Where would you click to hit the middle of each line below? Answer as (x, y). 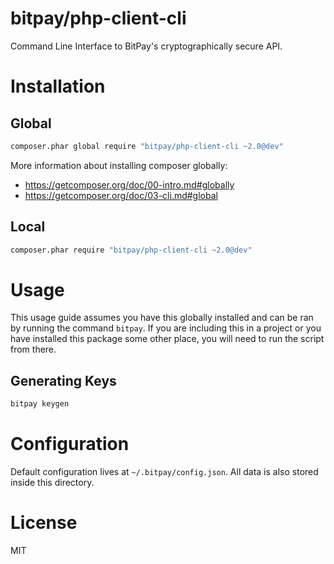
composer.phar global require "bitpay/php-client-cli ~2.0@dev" (147, 146)
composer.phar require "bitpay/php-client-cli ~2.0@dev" (131, 250)
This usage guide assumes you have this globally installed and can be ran (162, 318)
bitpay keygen (40, 404)
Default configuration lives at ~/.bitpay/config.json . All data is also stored (164, 472)
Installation (58, 86)
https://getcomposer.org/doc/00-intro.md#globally (129, 184)
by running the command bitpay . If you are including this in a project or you (166, 328)
